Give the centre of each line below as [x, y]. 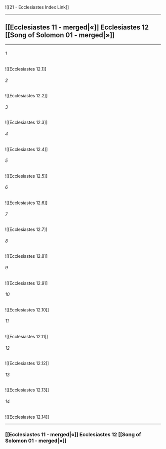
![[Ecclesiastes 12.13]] [27, 390]
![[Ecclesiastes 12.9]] [26, 283]
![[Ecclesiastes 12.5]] [26, 176]
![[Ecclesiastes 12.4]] [26, 149]
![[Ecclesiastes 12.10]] [27, 309]
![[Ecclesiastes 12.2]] [26, 96]
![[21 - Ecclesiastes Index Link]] [37, 7]
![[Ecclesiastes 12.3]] [26, 122]
